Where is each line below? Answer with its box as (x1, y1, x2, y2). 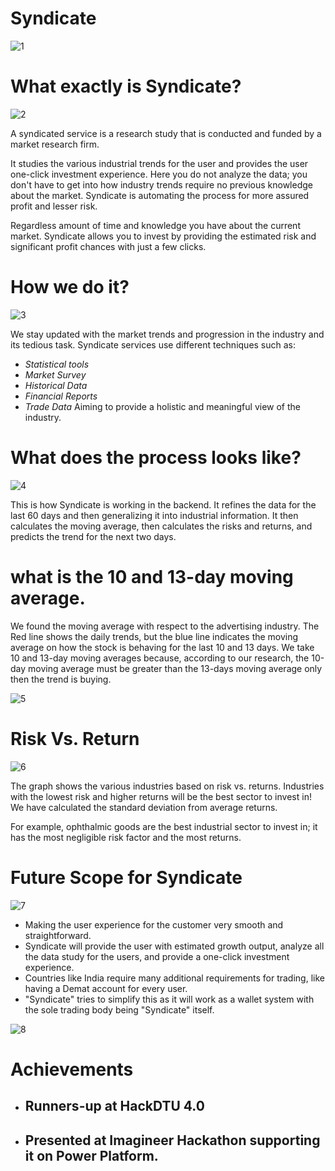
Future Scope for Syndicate (10, 866, 243, 889)
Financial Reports (24, 390, 98, 402)
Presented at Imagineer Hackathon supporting (24, 1132, 321, 1149)
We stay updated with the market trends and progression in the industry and (10, 328, 325, 340)
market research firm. (10, 138, 100, 150)
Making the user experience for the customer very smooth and (24, 918, 284, 931)
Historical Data (24, 379, 88, 391)
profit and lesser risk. (10, 200, 98, 212)
